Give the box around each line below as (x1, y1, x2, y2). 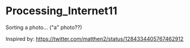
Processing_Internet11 (5, 4, 117, 18)
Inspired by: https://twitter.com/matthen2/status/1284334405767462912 (5, 35, 184, 42)
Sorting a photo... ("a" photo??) (5, 24, 83, 31)
